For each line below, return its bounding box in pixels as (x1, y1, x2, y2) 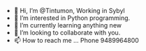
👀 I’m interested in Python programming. (13, 14, 131, 22)
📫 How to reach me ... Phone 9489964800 (13, 37, 140, 44)
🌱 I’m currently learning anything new (13, 21, 122, 29)
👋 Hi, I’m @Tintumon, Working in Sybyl (13, 7, 125, 14)
